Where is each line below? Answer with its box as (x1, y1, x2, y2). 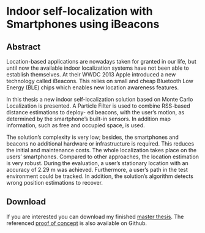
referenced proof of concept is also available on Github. (6, 219, 147, 227)
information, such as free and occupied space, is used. (6, 122, 145, 129)
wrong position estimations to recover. (6, 179, 103, 186)
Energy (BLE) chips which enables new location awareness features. (6, 84, 179, 91)
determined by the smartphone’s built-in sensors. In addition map (6, 115, 171, 122)
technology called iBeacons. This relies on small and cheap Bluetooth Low (6, 78, 194, 84)
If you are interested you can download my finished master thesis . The (6, 213, 184, 220)
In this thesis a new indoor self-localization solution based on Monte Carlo (6, 96, 193, 103)
